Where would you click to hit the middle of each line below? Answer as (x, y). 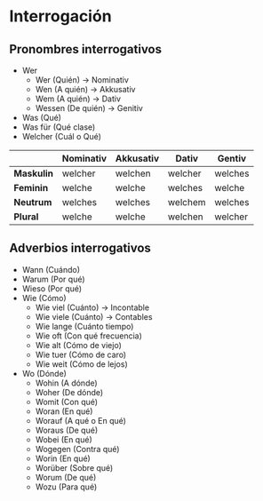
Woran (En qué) (64, 411)
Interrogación (61, 16)
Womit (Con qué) (67, 402)
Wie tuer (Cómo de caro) (81, 354)
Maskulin (34, 173)
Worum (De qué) (66, 477)
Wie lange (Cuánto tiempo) (84, 326)
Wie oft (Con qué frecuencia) (88, 336)
